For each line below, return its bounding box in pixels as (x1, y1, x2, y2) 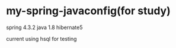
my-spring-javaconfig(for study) (6, 4, 171, 18)
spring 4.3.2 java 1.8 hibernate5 (6, 24, 83, 31)
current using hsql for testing (6, 35, 77, 42)
